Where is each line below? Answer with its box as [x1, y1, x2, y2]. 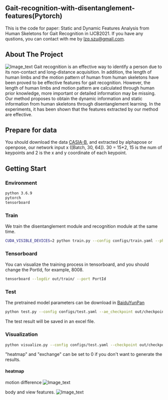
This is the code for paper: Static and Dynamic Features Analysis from [5, 25, 149, 31]
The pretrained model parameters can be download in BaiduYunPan [5, 300, 145, 306]
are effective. [5, 111, 32, 117]
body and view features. [5, 389, 55, 395]
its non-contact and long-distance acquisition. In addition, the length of [5, 69, 152, 75]
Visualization [5, 331, 38, 338]
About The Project [5, 50, 63, 59]
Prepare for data [5, 126, 57, 135]
